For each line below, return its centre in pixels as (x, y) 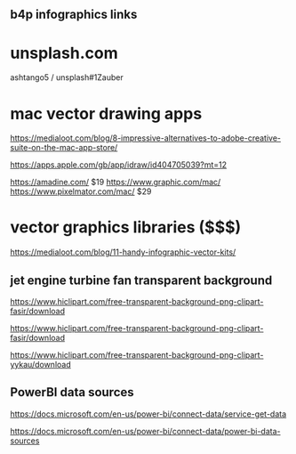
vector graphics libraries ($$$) (126, 227)
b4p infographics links (74, 15)
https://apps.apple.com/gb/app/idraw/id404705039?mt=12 (119, 165)
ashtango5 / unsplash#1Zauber (67, 77)
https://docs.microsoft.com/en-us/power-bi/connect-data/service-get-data (148, 414)
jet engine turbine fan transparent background (141, 280)
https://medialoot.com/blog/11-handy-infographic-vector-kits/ (123, 252)
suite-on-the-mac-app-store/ (64, 148)
